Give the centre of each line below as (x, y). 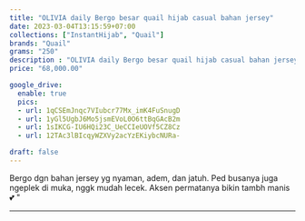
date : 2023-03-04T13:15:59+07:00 (73, 26)
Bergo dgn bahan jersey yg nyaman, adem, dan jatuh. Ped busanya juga (144, 177)
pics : (28, 102)
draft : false (34, 152)
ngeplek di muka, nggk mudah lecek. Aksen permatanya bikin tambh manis (150, 187)
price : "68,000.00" (46, 69)
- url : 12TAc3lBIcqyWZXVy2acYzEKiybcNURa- (99, 136)
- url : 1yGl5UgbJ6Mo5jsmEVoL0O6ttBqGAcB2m (99, 119)
